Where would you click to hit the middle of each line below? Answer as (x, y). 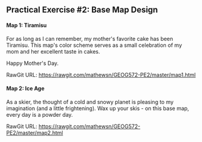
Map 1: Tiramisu (26, 25)
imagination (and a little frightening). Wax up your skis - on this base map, (98, 108)
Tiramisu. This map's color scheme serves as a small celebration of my (94, 45)
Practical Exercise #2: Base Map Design (82, 10)
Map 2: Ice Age (26, 88)
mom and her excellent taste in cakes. (53, 51)
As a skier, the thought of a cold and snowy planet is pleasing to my (90, 102)
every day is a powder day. (40, 114)
